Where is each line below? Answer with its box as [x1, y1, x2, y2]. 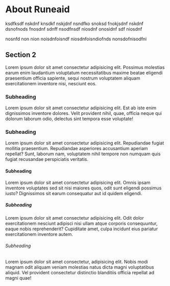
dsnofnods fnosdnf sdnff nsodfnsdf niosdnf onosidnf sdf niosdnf [5, 26, 142, 32]
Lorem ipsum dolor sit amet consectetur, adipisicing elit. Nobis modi [5, 258, 148, 265]
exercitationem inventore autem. [5, 231, 73, 237]
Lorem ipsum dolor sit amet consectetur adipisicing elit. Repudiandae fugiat [5, 140, 164, 146]
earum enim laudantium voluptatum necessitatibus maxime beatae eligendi [5, 69, 163, 76]
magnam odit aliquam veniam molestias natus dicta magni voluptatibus [5, 264, 154, 270]
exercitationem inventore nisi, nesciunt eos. [5, 80, 97, 86]
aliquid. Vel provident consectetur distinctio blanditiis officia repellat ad [5, 269, 155, 275]
